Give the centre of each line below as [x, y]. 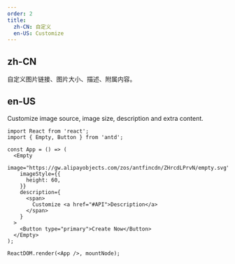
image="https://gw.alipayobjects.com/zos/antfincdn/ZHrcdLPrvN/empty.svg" [119, 168]
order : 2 [20, 14]
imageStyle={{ [40, 174]
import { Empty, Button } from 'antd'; [65, 137]
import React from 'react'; [48, 131]
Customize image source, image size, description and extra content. [106, 118]
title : [17, 20]
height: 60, [43, 180]
